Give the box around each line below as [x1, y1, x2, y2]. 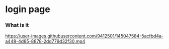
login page [5, 4, 50, 15]
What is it [5, 22, 29, 29]
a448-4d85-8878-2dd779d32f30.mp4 [5, 38, 86, 44]
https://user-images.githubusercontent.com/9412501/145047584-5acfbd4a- [5, 33, 164, 39]
